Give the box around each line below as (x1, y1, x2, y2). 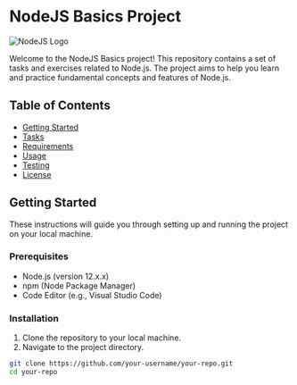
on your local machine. (9, 228, 94, 239)
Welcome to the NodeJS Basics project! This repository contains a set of (9, 53, 276, 63)
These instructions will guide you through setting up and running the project (9, 219, 288, 230)
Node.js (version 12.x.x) (21, 271, 110, 281)
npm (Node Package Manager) (21, 280, 136, 291)
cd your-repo (9, 368, 58, 377)
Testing (21, 159, 51, 171)
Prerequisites (9, 250, 69, 263)
